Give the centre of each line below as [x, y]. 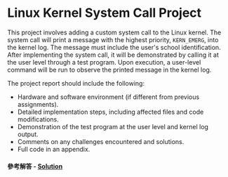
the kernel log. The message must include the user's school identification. [114, 47]
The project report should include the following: [76, 83]
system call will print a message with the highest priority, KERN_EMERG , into [113, 39]
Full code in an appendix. [54, 149]
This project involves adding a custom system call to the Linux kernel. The [114, 32]
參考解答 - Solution [35, 166]
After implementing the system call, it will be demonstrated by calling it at [113, 55]
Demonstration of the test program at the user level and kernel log [113, 126]
